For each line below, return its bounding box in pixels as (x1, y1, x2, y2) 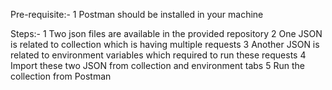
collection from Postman (10, 70, 112, 82)
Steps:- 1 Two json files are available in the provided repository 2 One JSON (10, 28, 323, 39)
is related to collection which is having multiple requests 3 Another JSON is (10, 39, 320, 50)
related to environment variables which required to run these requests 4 (10, 49, 307, 61)
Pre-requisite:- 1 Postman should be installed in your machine (10, 9, 264, 20)
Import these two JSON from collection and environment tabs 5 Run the (10, 60, 305, 71)
